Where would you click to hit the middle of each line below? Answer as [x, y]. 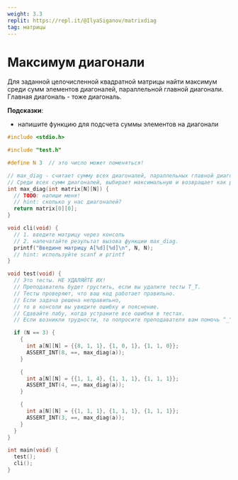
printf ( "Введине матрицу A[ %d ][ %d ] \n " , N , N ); [84, 248]
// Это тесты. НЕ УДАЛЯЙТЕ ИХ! [60, 281]
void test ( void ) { [34, 274]
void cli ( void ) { [33, 228]
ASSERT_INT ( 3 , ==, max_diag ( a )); [75, 418]
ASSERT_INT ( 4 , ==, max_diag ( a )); [75, 385]
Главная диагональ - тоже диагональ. [64, 97]
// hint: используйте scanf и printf [69, 255]
